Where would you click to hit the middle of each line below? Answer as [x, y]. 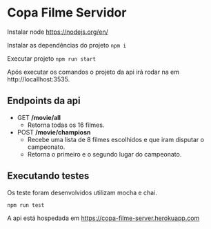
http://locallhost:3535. [39, 79]
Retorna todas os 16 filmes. [66, 125]
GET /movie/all [39, 117]
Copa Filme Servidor [67, 13]
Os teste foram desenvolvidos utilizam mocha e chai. [82, 192]
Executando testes [48, 176]
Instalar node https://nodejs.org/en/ [58, 32]
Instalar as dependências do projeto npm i [67, 45]
